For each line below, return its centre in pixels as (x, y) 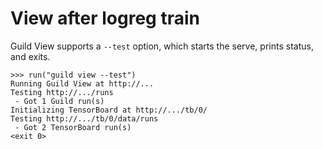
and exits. (30, 56)
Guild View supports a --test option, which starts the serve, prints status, (162, 46)
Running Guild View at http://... (82, 83)
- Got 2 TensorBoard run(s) (73, 127)
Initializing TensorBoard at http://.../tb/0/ (109, 110)
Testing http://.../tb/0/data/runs (84, 118)
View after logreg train (105, 18)
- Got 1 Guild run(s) (59, 101)
